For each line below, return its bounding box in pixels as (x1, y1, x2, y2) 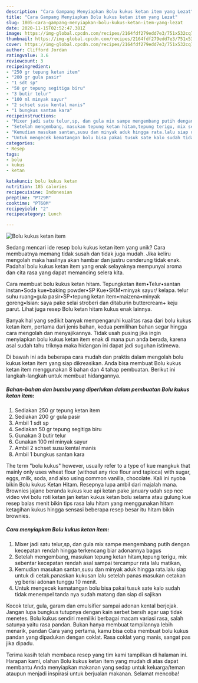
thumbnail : (6, 36, 33, 42)
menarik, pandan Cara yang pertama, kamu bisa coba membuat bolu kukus (6, 628, 189, 635)
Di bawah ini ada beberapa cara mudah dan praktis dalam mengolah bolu (6, 353, 184, 360)
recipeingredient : (6, 63, 51, 70)
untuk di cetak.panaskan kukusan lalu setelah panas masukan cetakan (14, 572, 186, 579)
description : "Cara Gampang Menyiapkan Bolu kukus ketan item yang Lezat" (6, 8, 194, 15)
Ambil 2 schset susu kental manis (14, 445, 96, 452)
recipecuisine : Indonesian (6, 189, 72, 195)
